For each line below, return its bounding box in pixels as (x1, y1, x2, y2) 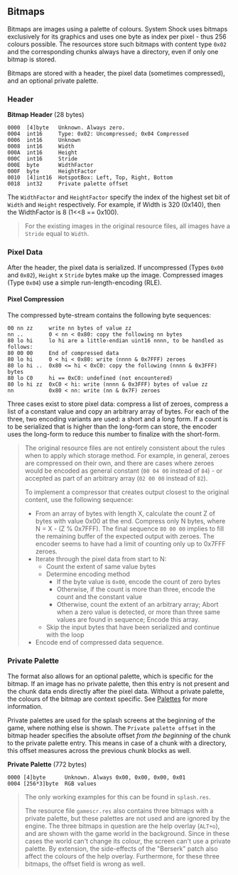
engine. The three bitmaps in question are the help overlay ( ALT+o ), (24, 822, 220, 830)
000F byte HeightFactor (7, 168, 97, 175)
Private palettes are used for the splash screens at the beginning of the (7, 716, 215, 725)
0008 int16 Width (7, 143, 75, 150)
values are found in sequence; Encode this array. (56, 615, 200, 623)
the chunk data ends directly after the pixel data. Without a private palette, (7, 687, 225, 695)
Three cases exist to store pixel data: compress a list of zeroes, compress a (7, 399, 229, 408)
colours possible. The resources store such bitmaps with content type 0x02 (7, 39, 227, 48)
